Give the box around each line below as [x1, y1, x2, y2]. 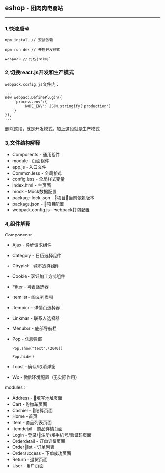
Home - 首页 [12, 414, 38, 419]
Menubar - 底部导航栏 [12, 325, 57, 331]
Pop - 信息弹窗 [12, 336, 42, 342]
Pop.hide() [12, 355, 35, 359]
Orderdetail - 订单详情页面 [12, 438, 65, 444]
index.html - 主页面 [12, 182, 51, 188]
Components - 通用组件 [12, 151, 60, 157]
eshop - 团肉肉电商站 [5, 4, 63, 12]
